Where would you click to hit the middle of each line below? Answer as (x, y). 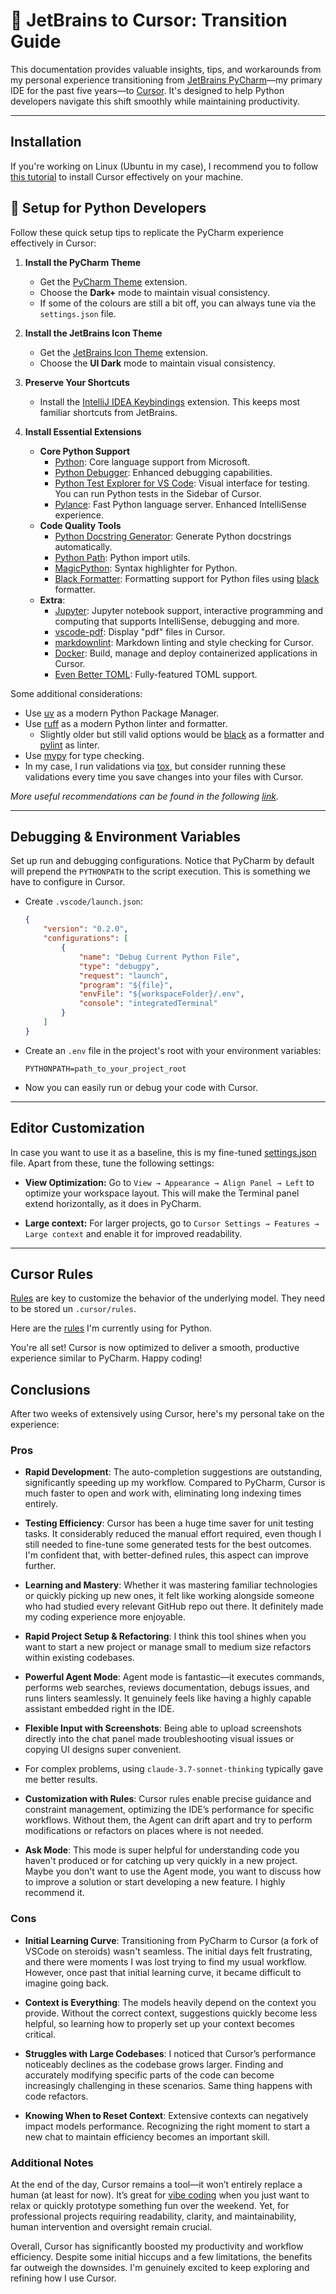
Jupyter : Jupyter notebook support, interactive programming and (189, 610)
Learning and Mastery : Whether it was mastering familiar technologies (171, 1585)
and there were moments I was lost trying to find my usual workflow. (165, 1961)
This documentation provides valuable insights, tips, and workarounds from (166, 69)
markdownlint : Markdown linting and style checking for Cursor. (184, 642)
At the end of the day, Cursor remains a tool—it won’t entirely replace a (156, 2185)
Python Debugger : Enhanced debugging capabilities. (163, 472)
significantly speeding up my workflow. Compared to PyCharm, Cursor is (175, 1483)
